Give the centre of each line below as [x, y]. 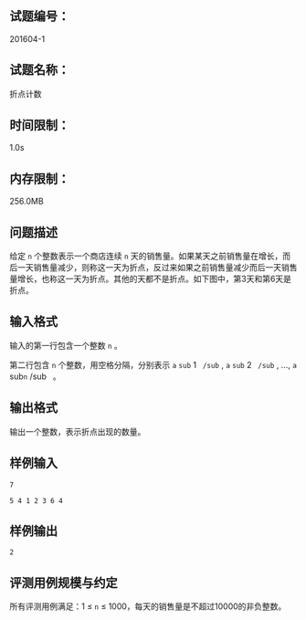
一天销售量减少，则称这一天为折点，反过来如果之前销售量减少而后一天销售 [157, 268]
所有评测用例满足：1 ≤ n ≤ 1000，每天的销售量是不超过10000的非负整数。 [148, 606]
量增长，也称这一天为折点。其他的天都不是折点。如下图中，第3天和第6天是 [151, 279]
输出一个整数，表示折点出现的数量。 [78, 431]
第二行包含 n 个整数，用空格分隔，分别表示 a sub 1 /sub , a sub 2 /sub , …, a [153, 364]
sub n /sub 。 [35, 376]
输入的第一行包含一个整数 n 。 [66, 345]
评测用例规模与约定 [63, 583]
